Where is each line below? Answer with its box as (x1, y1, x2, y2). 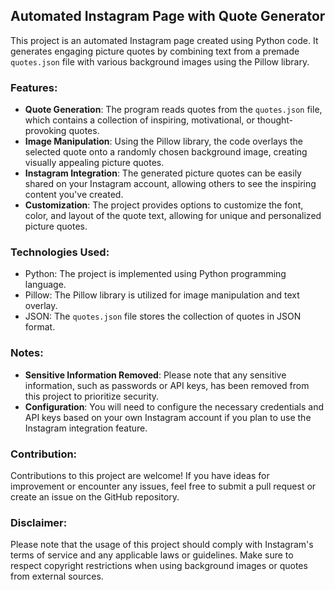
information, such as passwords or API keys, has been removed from (24, 379, 310, 391)
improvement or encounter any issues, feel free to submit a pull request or (10, 480, 317, 492)
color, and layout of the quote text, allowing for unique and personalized (24, 210, 322, 222)
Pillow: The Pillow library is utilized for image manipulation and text (24, 289, 300, 301)
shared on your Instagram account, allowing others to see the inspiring (24, 178, 317, 190)
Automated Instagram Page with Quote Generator (10, 8, 326, 25)
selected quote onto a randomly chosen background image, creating (24, 146, 308, 158)
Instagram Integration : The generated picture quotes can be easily (24, 167, 302, 179)
